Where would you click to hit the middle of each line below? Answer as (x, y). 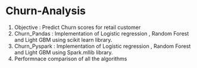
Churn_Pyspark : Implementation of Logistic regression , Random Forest (102, 46)
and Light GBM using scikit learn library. (63, 40)
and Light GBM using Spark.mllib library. (64, 52)
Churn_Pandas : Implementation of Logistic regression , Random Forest (101, 33)
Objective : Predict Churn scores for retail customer (77, 27)
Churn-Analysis (46, 11)
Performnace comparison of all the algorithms (71, 59)
